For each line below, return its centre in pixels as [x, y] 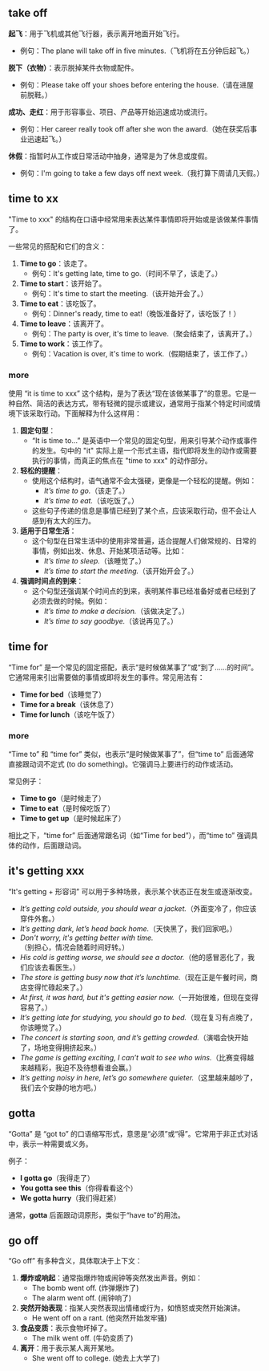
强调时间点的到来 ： [52, 580]
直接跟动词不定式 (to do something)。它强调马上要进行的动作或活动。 [123, 764]
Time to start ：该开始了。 [63, 283]
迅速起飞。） [46, 139]
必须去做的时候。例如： [70, 600]
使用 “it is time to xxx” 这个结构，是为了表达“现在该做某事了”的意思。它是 [129, 393]
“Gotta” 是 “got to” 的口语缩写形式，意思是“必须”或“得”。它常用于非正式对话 [133, 1133]
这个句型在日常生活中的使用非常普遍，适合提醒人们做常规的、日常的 [144, 540]
